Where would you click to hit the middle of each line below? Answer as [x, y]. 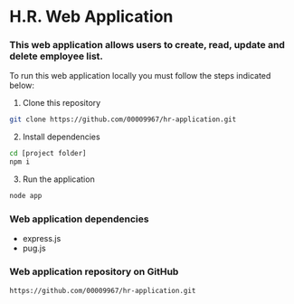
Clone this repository [62, 103]
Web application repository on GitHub [94, 271]
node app [26, 196]
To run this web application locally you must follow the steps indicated [140, 76]
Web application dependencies [79, 219]
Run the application [58, 179]
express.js [42, 239]
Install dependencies [62, 137]
